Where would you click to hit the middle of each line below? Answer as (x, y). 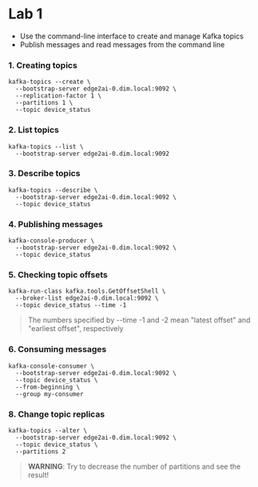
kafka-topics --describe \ (53, 190)
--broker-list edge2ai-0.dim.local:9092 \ (87, 298)
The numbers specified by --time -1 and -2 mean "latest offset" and (139, 320)
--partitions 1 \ (44, 103)
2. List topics (34, 130)
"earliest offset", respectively (75, 329)
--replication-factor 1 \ (59, 96)
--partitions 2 (41, 452)
